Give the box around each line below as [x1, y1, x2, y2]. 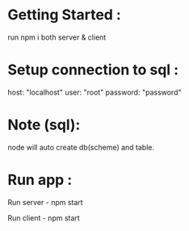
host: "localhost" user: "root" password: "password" [7, 87, 182, 97]
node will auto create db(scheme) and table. [7, 142, 155, 152]
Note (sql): [7, 115, 81, 134]
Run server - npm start [7, 197, 83, 207]
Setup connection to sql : [7, 61, 179, 79]
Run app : [7, 171, 73, 189]
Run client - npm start [7, 212, 80, 223]
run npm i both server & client [7, 32, 107, 42]
